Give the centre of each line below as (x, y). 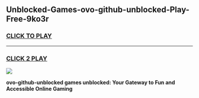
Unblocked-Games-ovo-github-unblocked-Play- (98, 10)
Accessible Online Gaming (39, 88)
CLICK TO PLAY (29, 36)
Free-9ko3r (28, 19)
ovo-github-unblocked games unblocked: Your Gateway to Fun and (91, 82)
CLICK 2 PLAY (27, 58)
